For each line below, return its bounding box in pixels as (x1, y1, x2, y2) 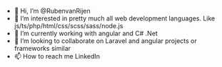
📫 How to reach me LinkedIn (14, 52, 101, 60)
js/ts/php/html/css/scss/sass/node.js (14, 22, 123, 30)
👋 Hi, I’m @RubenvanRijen (14, 7, 91, 15)
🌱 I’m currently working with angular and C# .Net (14, 29, 158, 37)
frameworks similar (14, 44, 71, 52)
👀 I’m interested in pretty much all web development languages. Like (14, 14, 216, 23)
